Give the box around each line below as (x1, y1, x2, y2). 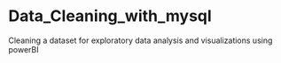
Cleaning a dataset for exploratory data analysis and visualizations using (8, 35, 273, 45)
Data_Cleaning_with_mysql (8, 6, 212, 26)
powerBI (8, 44, 39, 54)
